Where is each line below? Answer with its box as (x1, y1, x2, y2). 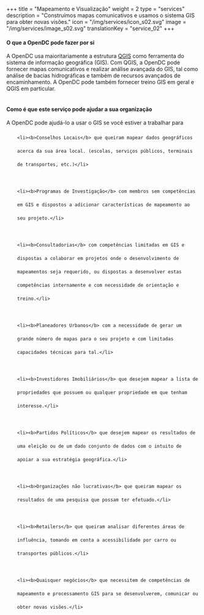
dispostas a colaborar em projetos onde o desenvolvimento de (17, 256, 179, 262)
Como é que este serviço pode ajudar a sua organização (6, 105, 153, 113)
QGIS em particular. (6, 85, 56, 93)
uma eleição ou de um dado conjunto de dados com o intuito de (17, 443, 182, 449)
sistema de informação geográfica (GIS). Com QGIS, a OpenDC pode (6, 59, 181, 66)
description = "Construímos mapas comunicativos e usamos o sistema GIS (6, 12, 195, 19)
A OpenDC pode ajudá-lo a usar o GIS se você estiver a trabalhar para (6, 119, 184, 126)
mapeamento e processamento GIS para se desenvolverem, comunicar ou (17, 591, 198, 597)
